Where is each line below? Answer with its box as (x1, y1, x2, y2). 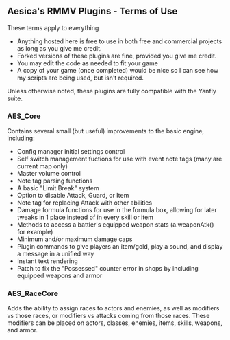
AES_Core (7, 111, 41, 121)
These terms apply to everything (7, 23, 99, 32)
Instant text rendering (16, 257, 79, 265)
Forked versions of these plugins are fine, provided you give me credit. (16, 52, 217, 60)
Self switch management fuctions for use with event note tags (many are (16, 155, 222, 163)
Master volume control (16, 170, 81, 178)
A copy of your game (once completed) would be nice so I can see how (16, 66, 219, 74)
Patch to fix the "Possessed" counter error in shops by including (16, 264, 199, 273)
